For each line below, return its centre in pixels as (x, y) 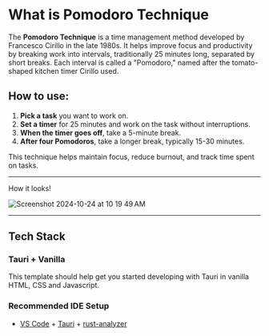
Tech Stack (37, 237)
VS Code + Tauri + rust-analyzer (73, 323)
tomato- (245, 63)
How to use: (39, 97)
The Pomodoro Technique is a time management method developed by (126, 37)
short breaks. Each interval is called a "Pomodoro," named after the (119, 63)
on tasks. (23, 165)
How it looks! (30, 188)
